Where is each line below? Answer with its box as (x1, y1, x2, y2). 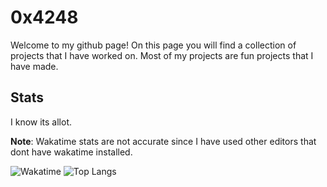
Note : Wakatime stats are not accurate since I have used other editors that (10, 135, 317, 147)
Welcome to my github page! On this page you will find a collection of (10, 39, 297, 51)
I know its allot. (10, 116, 72, 128)
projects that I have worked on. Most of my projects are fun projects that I (10, 49, 314, 61)
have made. (10, 60, 59, 72)
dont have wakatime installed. (10, 146, 133, 158)
